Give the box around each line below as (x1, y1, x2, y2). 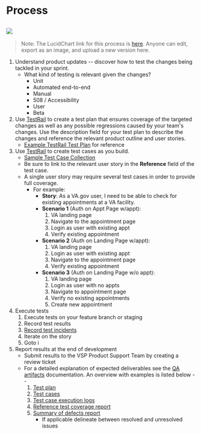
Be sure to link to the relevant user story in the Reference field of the (23, 160, 194, 167)
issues (42, 422, 58, 429)
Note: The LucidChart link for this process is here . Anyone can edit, (20, 40, 188, 47)
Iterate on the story (23, 333, 72, 340)
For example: (32, 186, 66, 193)
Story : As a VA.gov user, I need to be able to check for (42, 192, 178, 199)
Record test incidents (23, 326, 77, 334)
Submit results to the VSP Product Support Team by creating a (23, 352, 179, 359)
